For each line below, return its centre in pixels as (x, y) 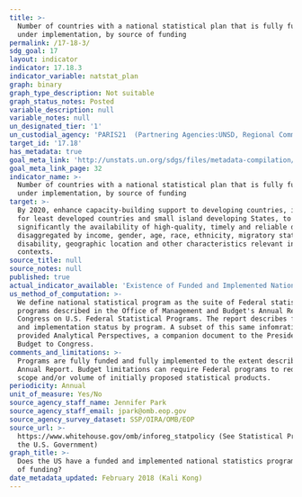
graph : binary (36, 85)
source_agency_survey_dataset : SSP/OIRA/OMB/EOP (102, 420)
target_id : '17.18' (46, 143)
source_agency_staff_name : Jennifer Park (88, 403)
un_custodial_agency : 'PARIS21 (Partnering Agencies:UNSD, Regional (142, 135)
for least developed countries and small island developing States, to (155, 218)
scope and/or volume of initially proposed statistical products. (144, 378)
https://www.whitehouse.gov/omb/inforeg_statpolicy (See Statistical (150, 436)
